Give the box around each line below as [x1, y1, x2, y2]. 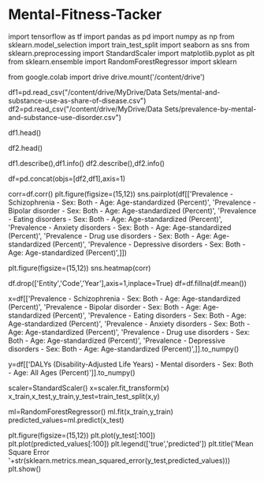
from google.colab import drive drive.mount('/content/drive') [8, 72, 205, 81]
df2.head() [8, 143, 43, 152]
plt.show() [8, 464, 42, 473]
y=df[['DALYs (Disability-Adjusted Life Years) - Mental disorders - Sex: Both [8, 359, 254, 369]
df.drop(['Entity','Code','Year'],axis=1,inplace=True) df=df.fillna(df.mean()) [8, 278, 247, 287]
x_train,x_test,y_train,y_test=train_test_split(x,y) [8, 391, 160, 400]
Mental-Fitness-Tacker [8, 6, 162, 24]
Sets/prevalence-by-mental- [164, 104, 257, 114]
